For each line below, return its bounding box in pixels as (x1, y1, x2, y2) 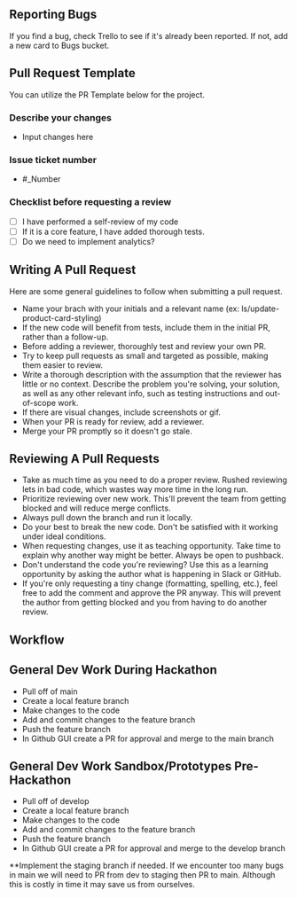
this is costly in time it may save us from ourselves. (9, 879, 195, 890)
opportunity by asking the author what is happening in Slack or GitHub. (21, 569, 282, 580)
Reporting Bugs (9, 7, 98, 22)
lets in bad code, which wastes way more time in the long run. (21, 484, 248, 495)
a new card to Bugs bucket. (9, 40, 110, 51)
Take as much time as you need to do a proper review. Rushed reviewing (21, 474, 288, 486)
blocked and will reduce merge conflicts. (21, 503, 171, 513)
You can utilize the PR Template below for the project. (9, 89, 206, 100)
